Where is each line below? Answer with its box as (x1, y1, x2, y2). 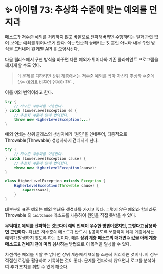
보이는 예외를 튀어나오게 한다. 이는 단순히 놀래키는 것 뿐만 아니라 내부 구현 (10, 40, 150, 45)
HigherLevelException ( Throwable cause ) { (14, 183, 99, 188)
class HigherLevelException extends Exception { (5, 179, 106, 184)
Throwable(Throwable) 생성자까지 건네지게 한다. (5, 137, 99, 143)
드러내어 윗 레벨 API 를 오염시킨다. (14, 46, 79, 52)
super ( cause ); (22, 188, 51, 193)
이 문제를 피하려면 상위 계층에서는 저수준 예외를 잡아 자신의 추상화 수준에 (17, 73, 155, 79)
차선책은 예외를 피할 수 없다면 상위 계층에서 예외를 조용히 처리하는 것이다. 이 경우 (5, 251, 158, 257)
